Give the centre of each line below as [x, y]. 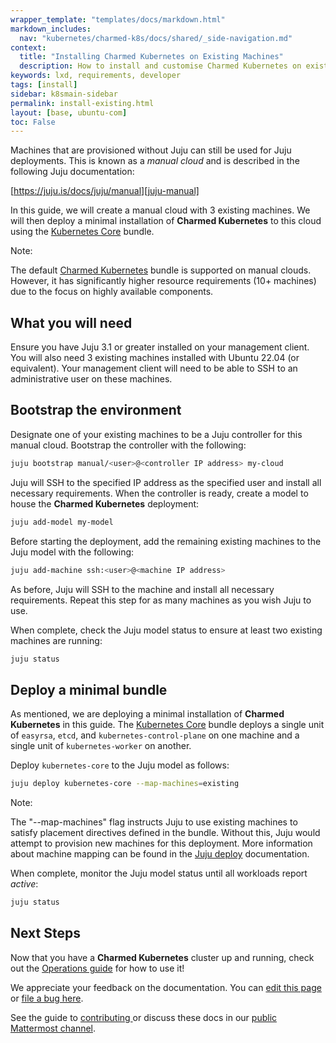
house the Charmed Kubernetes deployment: [105, 503]
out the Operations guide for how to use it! [97, 968]
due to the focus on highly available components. [112, 292]
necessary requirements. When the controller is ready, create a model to [159, 493]
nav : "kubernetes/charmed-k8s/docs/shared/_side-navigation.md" [156, 38]
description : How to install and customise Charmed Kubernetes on [160, 66]
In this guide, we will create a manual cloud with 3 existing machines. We [160, 210]
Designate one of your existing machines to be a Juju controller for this [156, 434]
